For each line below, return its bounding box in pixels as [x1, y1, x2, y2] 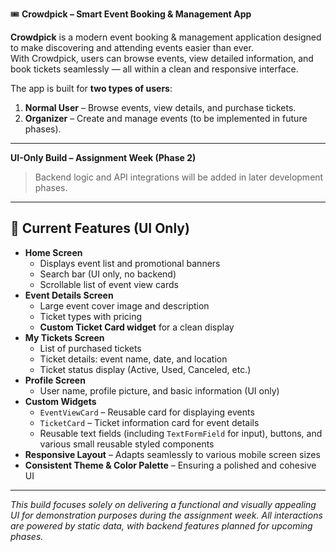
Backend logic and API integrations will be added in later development [34, 171, 324, 183]
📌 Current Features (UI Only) [10, 220, 190, 237]
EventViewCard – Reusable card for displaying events [39, 406, 255, 418]
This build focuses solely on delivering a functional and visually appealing [10, 498, 317, 510]
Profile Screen [24, 374, 86, 386]
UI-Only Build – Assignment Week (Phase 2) [10, 152, 197, 163]
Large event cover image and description [39, 299, 210, 312]
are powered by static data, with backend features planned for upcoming [10, 519, 313, 532]
